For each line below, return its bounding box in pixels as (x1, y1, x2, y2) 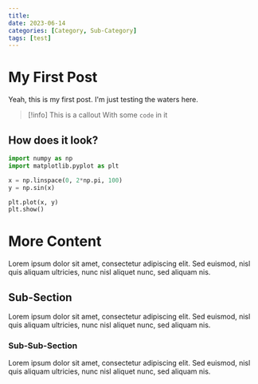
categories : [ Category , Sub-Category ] (8, 26, 137, 34)
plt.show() (8, 205, 45, 214)
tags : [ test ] (8, 34, 52, 42)
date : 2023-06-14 (8, 19, 66, 27)
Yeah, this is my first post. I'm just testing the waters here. (8, 95, 199, 105)
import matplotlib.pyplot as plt (8, 161, 119, 170)
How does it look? (8, 133, 99, 147)
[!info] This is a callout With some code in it (27, 110, 168, 120)
